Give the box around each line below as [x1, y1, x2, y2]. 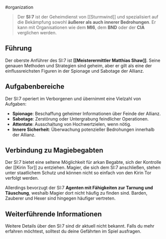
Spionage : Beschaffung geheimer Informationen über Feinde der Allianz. [12, 111, 161, 117]
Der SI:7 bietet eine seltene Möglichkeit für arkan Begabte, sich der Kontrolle [5, 159, 162, 165]
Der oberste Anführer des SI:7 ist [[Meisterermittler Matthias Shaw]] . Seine [5, 57, 161, 63]
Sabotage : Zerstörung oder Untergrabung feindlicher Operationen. [12, 116, 149, 121]
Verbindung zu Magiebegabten [5, 146, 104, 155]
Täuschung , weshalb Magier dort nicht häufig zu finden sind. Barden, [5, 190, 148, 196]
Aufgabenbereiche [5, 82, 64, 91]
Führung [5, 44, 32, 53]
